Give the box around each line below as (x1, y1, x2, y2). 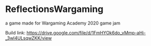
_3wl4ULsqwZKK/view (5, 35, 52, 41)
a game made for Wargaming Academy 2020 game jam (5, 20, 120, 26)
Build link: (5, 29, 26, 35)
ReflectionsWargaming (5, 3, 104, 15)
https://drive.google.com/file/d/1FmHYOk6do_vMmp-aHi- (26, 29, 146, 35)
